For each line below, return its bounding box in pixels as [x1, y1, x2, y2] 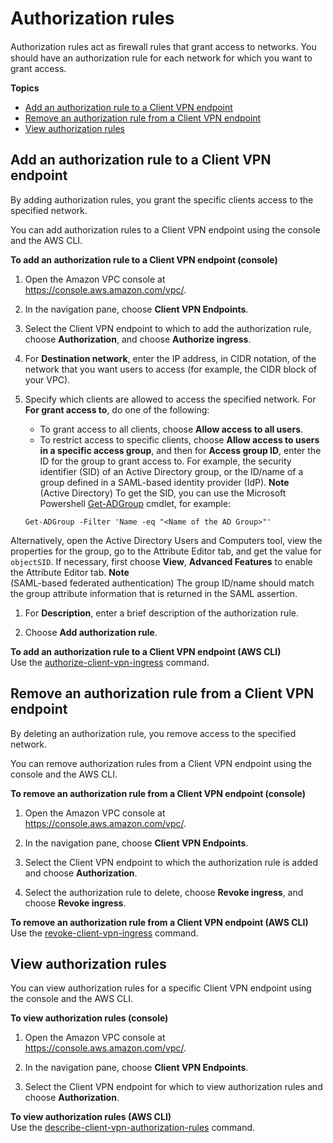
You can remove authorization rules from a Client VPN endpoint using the [10, 757, 312, 769]
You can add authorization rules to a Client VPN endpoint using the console [10, 223, 321, 236]
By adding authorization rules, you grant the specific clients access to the [10, 193, 314, 206]
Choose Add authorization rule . [24, 626, 158, 638]
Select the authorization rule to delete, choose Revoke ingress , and [24, 886, 304, 898]
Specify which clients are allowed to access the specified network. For [24, 393, 317, 405]
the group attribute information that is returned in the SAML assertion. [10, 587, 298, 599]
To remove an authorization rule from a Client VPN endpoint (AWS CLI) [10, 916, 309, 928]
